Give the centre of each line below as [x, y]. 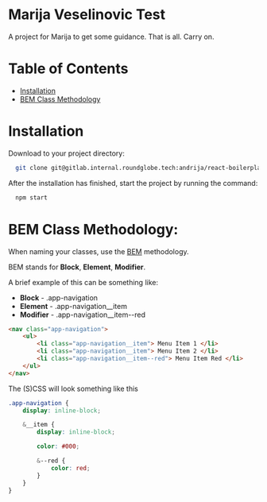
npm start [31, 197]
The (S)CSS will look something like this [74, 388]
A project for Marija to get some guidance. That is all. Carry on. [111, 37]
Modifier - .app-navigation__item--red [82, 315]
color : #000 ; [58, 446]
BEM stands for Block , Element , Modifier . [77, 267]
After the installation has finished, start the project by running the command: [133, 183]
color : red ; [70, 468]
